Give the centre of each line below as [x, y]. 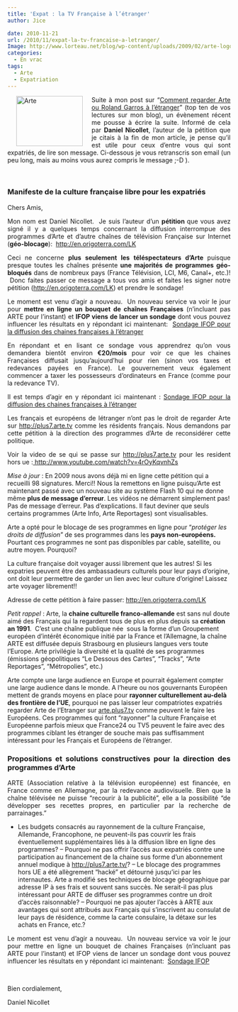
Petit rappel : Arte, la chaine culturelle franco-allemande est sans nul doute [119, 613]
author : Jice [27, 21]
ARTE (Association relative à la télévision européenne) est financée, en [119, 783]
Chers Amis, [25, 207]
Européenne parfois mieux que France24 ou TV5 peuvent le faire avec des [116, 725]
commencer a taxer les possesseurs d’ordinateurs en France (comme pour [119, 375]
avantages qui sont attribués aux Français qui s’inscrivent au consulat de [124, 910]
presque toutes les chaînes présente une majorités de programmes [110, 265]
